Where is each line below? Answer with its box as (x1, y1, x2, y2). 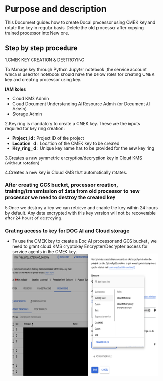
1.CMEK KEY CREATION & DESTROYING (5, 57, 85, 63)
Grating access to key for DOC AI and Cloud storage (5, 227, 130, 234)
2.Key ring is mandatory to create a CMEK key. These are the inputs (5, 120, 141, 126)
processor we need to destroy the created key (5, 194, 116, 200)
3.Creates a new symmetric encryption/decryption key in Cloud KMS (5, 155, 142, 161)
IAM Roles (5, 86, 26, 92)
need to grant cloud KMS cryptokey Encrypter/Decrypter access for (12, 243, 148, 249)
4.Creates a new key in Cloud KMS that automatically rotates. (5, 169, 128, 175)
